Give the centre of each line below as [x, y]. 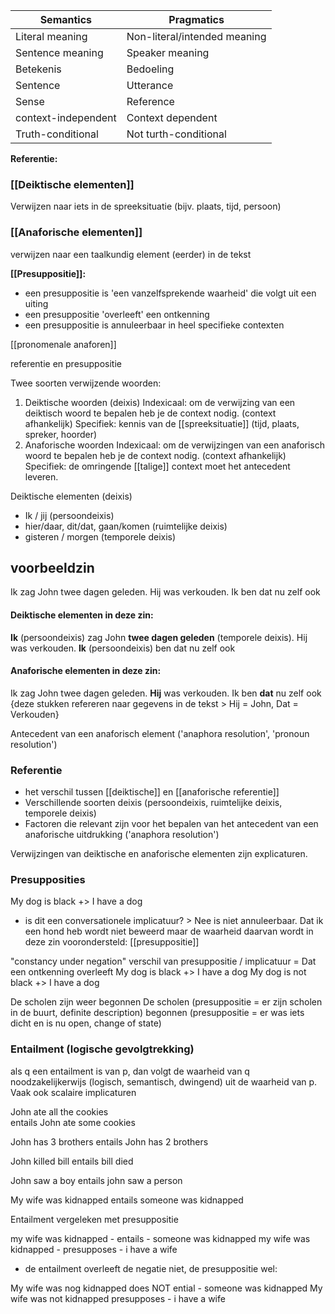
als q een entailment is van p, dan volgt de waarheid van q [130, 1071]
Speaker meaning [168, 52]
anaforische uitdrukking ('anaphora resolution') [122, 835]
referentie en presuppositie [66, 363]
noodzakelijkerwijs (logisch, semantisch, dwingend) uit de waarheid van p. [164, 1081]
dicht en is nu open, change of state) [86, 1023]
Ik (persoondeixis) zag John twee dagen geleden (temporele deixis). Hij [159, 637]
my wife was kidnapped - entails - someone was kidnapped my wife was [160, 1238]
